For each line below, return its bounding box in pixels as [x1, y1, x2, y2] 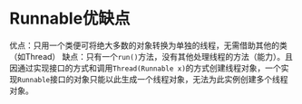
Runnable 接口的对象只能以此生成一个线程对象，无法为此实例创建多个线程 [17, 73, 288, 84]
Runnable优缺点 [9, 8, 131, 29]
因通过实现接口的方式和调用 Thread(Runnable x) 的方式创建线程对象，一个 [9, 62, 281, 73]
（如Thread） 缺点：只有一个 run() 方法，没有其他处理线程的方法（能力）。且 [9, 51, 293, 61]
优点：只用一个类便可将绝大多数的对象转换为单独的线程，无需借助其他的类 [9, 40, 287, 51]
